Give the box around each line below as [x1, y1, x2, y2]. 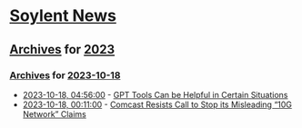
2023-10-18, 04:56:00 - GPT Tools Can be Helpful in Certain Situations [22, 89, 288, 100]
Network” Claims [22, 108, 86, 119]
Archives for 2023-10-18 [9, 69, 121, 82]
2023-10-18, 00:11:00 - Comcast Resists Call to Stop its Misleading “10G [22, 99, 293, 110]
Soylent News [9, 5, 116, 26]
